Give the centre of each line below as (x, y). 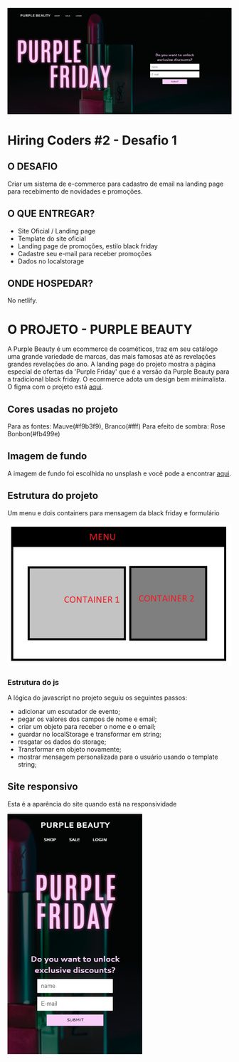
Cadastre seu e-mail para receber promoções (85, 253)
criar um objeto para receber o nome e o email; (87, 727)
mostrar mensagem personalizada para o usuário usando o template (118, 757)
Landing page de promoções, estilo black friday (87, 246)
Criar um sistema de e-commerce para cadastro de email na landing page (116, 184)
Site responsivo (43, 787)
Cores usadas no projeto (63, 409)
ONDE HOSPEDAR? (51, 283)
